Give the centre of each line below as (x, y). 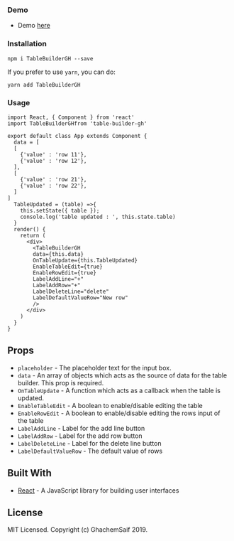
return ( (33, 235)
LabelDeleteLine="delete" (71, 291)
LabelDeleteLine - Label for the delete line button (89, 443)
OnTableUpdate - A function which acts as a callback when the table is (119, 390)
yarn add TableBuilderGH (44, 85)
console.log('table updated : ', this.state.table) (98, 217)
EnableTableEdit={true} (68, 267)
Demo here (34, 26)
